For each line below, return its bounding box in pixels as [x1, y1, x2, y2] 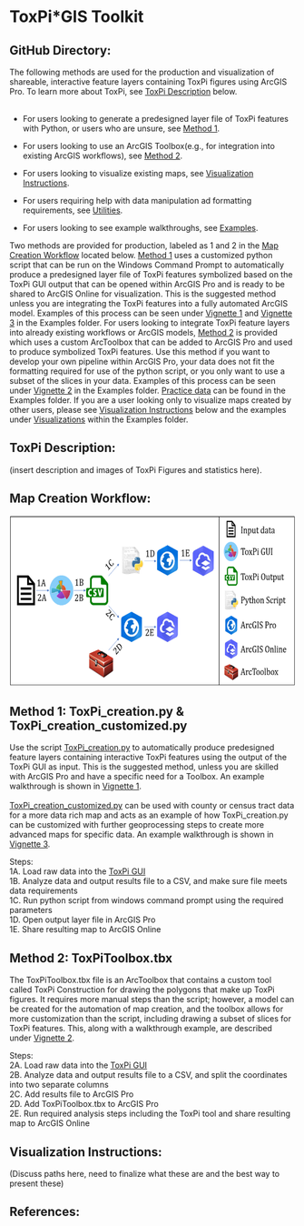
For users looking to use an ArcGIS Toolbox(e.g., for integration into [22, 141, 275, 151]
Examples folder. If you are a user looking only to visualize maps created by [9, 395, 292, 406]
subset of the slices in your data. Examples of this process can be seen [9, 376, 276, 386]
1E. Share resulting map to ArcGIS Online [9, 924, 162, 935]
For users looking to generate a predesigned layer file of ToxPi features [22, 114, 289, 124]
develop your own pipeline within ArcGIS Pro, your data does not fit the [9, 357, 275, 367]
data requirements [9, 885, 79, 897]
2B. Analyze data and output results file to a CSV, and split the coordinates [9, 1070, 288, 1080]
